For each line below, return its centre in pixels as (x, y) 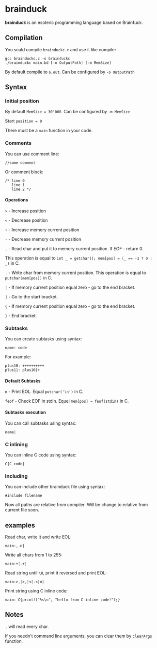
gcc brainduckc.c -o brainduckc (38, 59)
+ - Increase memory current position (42, 230)
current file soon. (22, 510)
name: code (16, 348)
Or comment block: (24, 172)
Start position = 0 (24, 121)
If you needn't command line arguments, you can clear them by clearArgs (79, 636)
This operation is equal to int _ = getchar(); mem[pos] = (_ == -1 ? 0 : (79, 258)
